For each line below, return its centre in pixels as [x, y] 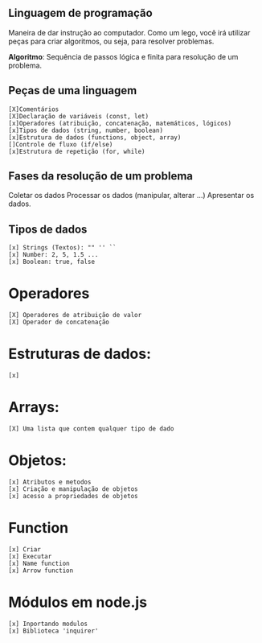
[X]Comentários [34, 109]
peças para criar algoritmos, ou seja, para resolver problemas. [111, 41]
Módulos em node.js [78, 602]
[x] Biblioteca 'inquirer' [53, 631]
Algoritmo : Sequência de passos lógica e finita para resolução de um [123, 56]
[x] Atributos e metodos [50, 482]
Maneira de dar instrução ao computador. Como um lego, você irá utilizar [129, 32]
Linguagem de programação [80, 13]
